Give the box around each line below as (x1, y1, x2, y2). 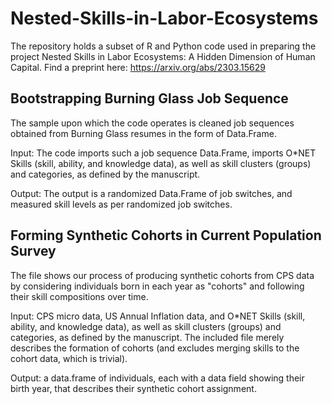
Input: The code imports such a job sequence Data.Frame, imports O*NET (10, 147, 317, 159)
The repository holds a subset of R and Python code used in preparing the (10, 40, 317, 52)
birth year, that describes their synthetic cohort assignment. (10, 382, 257, 394)
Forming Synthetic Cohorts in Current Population (10, 227, 322, 244)
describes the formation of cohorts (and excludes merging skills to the (10, 342, 300, 354)
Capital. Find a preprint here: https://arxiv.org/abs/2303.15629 (10, 61, 266, 73)
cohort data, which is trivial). (10, 352, 128, 364)
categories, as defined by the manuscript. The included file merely (10, 331, 285, 343)
